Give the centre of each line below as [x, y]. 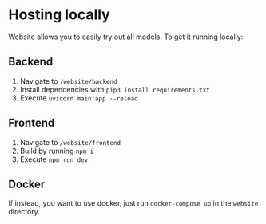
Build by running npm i [57, 151]
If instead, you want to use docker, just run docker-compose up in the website [133, 203]
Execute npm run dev [54, 159]
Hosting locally [59, 15]
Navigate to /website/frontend [70, 142]
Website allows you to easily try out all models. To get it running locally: [126, 37]
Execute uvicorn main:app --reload [79, 98]
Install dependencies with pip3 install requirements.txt [115, 89]
